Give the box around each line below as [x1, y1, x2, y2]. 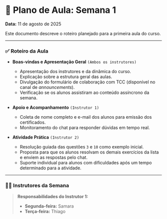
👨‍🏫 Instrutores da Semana [5, 182, 70, 189]
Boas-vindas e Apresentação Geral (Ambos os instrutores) [12, 59, 137, 65]
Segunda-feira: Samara [24, 203, 74, 209]
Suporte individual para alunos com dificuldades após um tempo [19, 160, 152, 166]
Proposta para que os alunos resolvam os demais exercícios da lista [19, 149, 159, 155]
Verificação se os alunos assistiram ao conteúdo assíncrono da [19, 89, 150, 96]
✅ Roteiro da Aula [5, 47, 49, 54]
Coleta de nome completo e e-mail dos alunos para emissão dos [19, 114, 152, 120]
